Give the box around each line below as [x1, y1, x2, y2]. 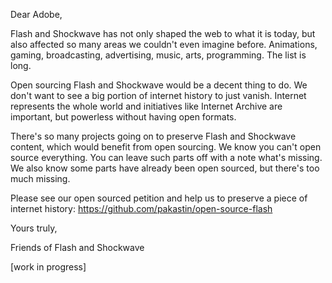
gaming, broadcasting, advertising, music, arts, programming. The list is [10, 49, 307, 61]
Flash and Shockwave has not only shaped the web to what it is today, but [10, 28, 316, 39]
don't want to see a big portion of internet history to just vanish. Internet [10, 90, 307, 101]
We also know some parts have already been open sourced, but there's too [10, 162, 320, 174]
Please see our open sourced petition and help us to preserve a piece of [10, 192, 308, 204]
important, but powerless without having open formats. [10, 111, 237, 123]
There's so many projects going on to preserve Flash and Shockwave [10, 130, 297, 142]
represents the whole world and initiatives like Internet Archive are [10, 100, 283, 112]
